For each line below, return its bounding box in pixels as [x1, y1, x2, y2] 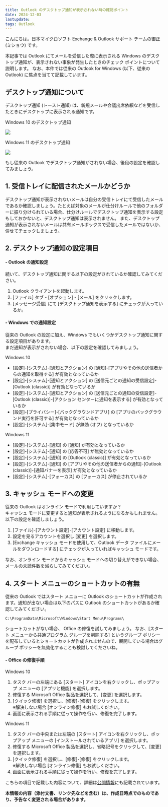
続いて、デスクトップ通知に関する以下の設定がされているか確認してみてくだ [5, 271, 163, 277]
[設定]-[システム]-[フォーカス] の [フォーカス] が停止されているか [12, 473, 147, 479]
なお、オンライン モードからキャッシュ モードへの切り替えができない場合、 [5, 557, 161, 563]
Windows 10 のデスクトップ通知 [5, 119, 71, 125]
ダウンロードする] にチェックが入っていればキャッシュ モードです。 [21, 546, 161, 552]
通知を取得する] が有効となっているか [21, 371, 99, 377]
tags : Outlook [5, 21, 35, 27]
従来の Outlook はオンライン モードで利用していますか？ [5, 504, 122, 510]
